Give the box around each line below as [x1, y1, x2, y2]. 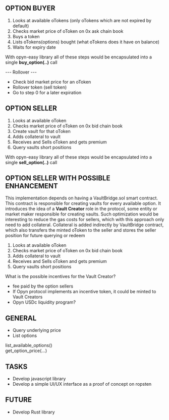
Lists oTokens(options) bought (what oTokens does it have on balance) [12, 39, 160, 45]
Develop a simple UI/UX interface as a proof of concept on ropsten [12, 381, 152, 387]
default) [12, 23, 29, 29]
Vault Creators [12, 294, 43, 300]
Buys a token [12, 33, 40, 39]
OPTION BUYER [5, 4, 55, 13]
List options [12, 332, 37, 339]
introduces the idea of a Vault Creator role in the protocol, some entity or [5, 206, 157, 212]
